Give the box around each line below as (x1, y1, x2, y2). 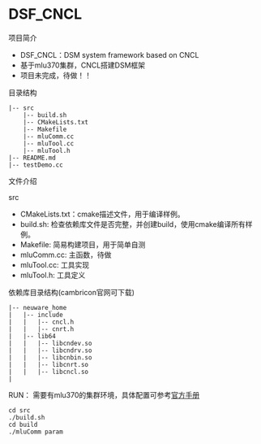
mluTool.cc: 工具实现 (19, 259, 90, 269)
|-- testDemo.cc (8, 160, 63, 169)
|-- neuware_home (8, 303, 67, 311)
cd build (8, 420, 38, 429)
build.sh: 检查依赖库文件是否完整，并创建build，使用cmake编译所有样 (19, 219, 253, 229)
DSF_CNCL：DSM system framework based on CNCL (19, 50, 199, 59)
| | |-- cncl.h (8, 318, 75, 326)
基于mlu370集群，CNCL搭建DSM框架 (19, 60, 146, 70)
